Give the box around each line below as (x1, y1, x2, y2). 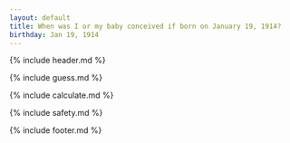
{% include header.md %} (9, 55, 106, 66)
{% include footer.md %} (9, 125, 102, 136)
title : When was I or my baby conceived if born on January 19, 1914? (9, 22, 282, 31)
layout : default (9, 13, 71, 23)
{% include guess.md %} (9, 72, 102, 83)
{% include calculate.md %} (9, 90, 114, 100)
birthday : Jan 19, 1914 (9, 30, 100, 39)
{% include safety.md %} (9, 108, 103, 119)
